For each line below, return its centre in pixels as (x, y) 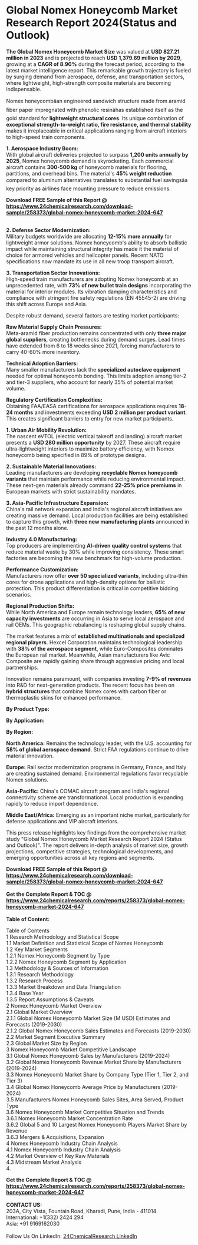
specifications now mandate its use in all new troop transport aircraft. (90, 261)
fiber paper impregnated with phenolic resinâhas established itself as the (95, 110)
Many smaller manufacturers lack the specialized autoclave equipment (93, 369)
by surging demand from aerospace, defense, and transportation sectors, (95, 77)
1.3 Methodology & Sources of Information (57, 968)
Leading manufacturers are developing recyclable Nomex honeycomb (92, 472)
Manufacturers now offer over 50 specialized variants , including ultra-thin (97, 575)
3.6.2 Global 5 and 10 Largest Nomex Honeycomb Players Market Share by (97, 1124)
